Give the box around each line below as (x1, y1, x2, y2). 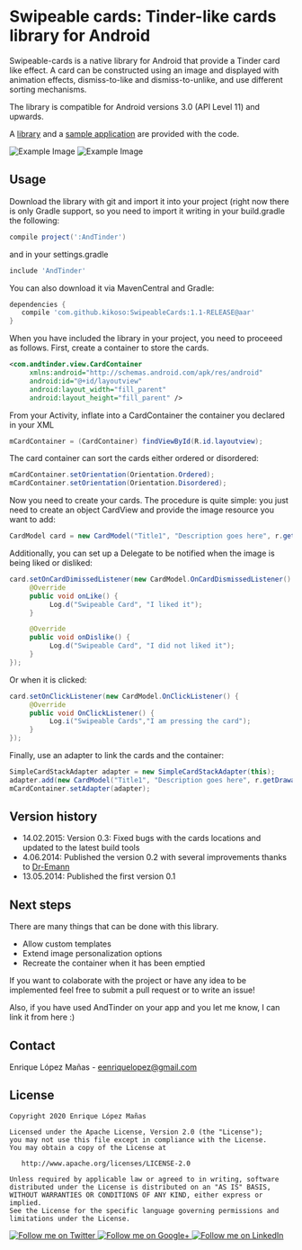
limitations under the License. (9, 1214, 130, 1223)
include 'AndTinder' (9, 266, 87, 276)
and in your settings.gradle (9, 249, 109, 259)
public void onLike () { (29, 592, 119, 601)
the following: (9, 214, 60, 226)
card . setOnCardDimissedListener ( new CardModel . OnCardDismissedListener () (9, 575, 292, 584)
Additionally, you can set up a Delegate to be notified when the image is (9, 548, 276, 558)
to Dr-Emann (22, 862, 70, 873)
